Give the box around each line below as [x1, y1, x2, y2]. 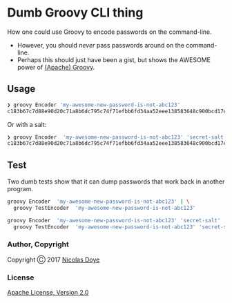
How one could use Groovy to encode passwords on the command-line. [7, 28, 212, 36]
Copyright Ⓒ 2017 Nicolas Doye [7, 255, 100, 264]
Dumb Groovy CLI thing [7, 5, 144, 21]
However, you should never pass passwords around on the [17, 41, 185, 49]
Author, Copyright [7, 240, 69, 249]
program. [7, 185, 34, 193]
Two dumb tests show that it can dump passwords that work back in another [7, 177, 225, 186]
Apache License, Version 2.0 [7, 289, 89, 297]
